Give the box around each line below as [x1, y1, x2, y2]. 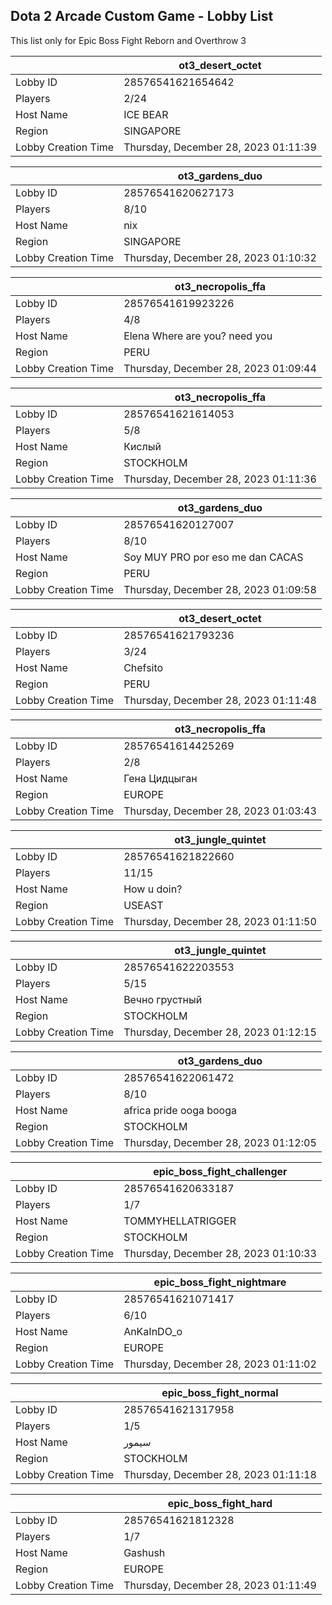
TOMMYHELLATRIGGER [123, 1214, 237, 1228]
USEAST [123, 898, 164, 912]
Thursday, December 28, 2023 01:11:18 [123, 1467, 317, 1481]
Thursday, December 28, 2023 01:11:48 [123, 693, 317, 707]
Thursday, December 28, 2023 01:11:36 [123, 472, 317, 486]
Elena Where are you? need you [123, 329, 273, 343]
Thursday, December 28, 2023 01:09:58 [123, 582, 317, 596]
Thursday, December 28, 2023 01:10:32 [123, 250, 317, 264]
